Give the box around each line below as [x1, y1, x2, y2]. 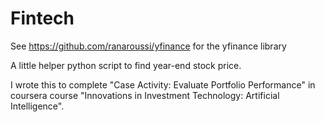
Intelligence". [10, 100, 65, 112]
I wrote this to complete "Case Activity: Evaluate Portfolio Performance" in [10, 78, 316, 91]
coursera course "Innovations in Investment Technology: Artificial [10, 89, 280, 101]
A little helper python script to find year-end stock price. [10, 59, 242, 71]
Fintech [10, 7, 75, 30]
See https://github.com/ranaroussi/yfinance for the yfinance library [10, 40, 287, 52]
